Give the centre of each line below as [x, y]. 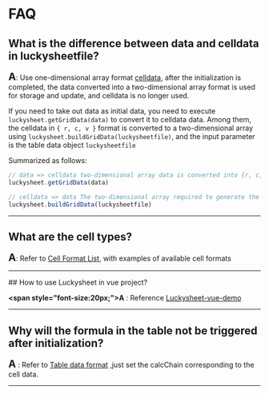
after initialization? [56, 343]
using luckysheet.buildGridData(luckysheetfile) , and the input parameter [132, 136]
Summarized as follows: [48, 160]
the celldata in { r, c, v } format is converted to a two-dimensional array [131, 128]
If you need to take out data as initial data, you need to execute [112, 111]
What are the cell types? [70, 237]
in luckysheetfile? [54, 56]
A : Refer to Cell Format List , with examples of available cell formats [120, 258]
